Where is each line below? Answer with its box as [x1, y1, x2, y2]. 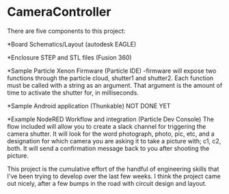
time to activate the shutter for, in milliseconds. [7, 88, 139, 97]
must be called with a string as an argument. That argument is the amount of [7, 81, 223, 89]
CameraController [7, 4, 111, 20]
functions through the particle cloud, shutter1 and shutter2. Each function [7, 73, 214, 82]
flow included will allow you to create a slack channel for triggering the [7, 122, 206, 130]
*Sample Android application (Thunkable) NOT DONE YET [7, 101, 171, 110]
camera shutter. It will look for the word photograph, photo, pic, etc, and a [7, 130, 215, 138]
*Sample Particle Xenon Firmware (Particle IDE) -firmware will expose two [7, 66, 217, 75]
